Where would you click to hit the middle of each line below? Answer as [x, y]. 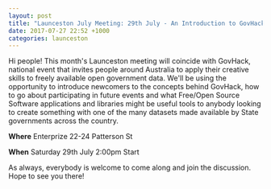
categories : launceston [48, 38]
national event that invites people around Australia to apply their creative [129, 70]
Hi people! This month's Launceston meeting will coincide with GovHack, [130, 61]
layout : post [30, 16]
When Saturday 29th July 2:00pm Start [74, 152]
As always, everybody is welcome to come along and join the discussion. [130, 168]
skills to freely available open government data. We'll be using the [118, 78]
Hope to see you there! [46, 176]
